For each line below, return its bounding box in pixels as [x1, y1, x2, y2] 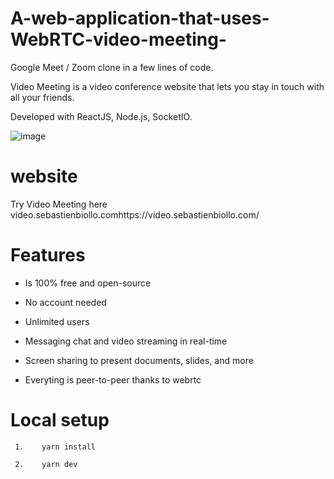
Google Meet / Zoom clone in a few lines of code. [10, 61, 214, 73]
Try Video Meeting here [10, 198, 108, 210]
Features [10, 244, 86, 267]
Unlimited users [24, 315, 90, 327]
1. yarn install [14, 442, 97, 452]
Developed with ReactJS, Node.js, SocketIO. [10, 110, 193, 122]
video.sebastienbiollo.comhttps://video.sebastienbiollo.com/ [10, 208, 260, 221]
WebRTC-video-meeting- [10, 28, 227, 51]
